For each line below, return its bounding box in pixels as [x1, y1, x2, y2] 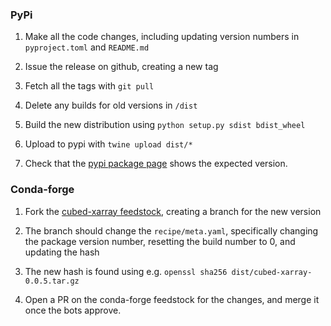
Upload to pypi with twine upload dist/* [24, 138, 193, 150]
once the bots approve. [24, 304, 122, 316]
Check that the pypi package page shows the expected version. [24, 158, 288, 170]
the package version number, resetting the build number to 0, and [24, 235, 296, 247]
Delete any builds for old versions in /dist [24, 99, 198, 112]
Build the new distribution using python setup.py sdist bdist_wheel [24, 119, 306, 131]
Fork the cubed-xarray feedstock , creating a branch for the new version [24, 205, 322, 217]
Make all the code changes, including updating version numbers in [24, 31, 300, 43]
